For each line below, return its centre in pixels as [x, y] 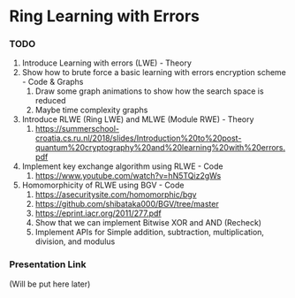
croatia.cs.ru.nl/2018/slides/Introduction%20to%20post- [138, 138]
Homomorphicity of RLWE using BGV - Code [103, 185]
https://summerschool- [77, 129]
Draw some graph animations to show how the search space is [149, 91]
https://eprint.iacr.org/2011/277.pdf [98, 213]
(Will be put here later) [50, 284]
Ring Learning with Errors [105, 16]
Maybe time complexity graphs [91, 110]
